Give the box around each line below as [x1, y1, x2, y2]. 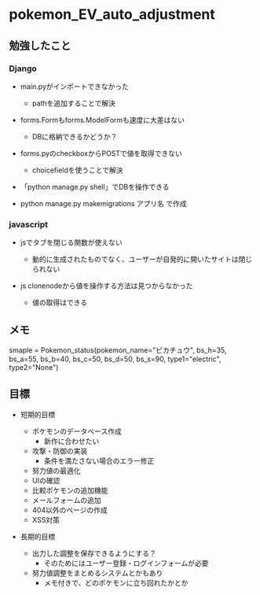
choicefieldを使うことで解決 [31, 165, 124, 175]
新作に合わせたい [43, 436, 100, 445]
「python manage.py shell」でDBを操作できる [20, 182, 170, 191]
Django [9, 63, 38, 74]
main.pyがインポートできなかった [20, 81, 129, 91]
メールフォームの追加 [31, 495, 101, 504]
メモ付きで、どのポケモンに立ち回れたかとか [43, 578, 189, 587]
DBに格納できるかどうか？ [31, 131, 118, 141]
